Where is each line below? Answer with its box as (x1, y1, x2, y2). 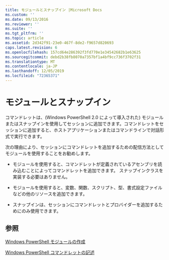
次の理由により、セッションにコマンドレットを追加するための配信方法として (5, 144, 164, 150)
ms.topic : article (5, 36, 44, 41)
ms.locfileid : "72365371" (5, 73, 60, 78)
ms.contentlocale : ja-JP (5, 64, 58, 69)
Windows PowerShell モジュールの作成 (5, 238, 86, 244)
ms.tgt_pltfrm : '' (5, 31, 44, 36)
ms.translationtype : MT (5, 59, 55, 64)
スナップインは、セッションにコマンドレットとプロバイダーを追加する (12, 201, 159, 207)
